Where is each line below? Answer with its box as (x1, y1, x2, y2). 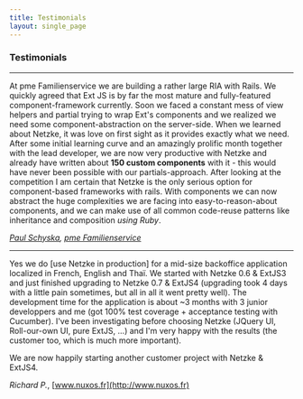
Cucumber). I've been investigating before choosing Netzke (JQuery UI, (9, 315, 277, 326)
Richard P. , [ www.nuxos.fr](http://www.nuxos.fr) (9, 379, 189, 390)
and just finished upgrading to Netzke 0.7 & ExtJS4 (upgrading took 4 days (9, 277, 289, 288)
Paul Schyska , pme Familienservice (9, 232, 142, 243)
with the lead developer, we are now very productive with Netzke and (9, 147, 268, 158)
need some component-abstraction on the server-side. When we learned (9, 118, 281, 129)
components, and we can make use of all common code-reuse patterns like (9, 205, 290, 216)
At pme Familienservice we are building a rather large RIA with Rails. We (9, 80, 277, 91)
